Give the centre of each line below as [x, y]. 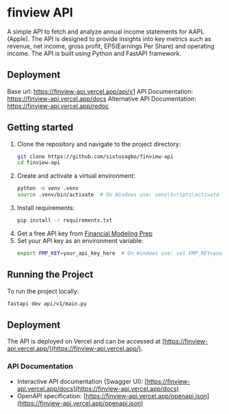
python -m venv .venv [48, 189]
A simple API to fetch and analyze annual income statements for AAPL [106, 31]
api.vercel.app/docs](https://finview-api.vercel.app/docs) [98, 389]
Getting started [40, 128]
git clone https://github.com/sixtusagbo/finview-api [95, 156]
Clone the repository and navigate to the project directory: [99, 144]
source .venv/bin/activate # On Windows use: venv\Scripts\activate [118, 195]
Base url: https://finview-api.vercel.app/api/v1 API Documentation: [100, 91]
